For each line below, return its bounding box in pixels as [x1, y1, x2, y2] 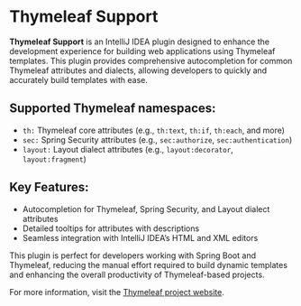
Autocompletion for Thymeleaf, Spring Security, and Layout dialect [22, 203, 270, 214]
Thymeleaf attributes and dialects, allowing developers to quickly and [9, 65, 268, 76]
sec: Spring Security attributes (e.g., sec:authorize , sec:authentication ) [22, 134, 293, 145]
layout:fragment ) [22, 153, 87, 164]
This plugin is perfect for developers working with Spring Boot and [9, 250, 257, 261]
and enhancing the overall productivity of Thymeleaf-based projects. [9, 269, 265, 280]
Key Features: [9, 180, 89, 195]
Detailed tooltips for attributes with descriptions [22, 223, 200, 234]
